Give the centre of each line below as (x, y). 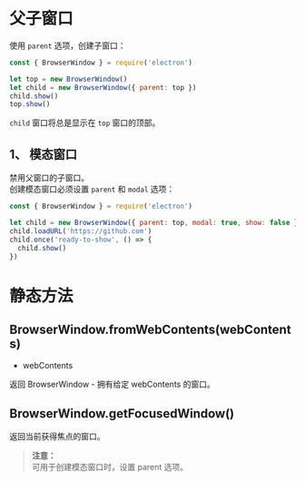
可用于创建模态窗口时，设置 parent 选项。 (110, 467)
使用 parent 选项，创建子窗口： (68, 45)
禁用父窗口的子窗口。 (49, 178)
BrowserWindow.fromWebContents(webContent (151, 329)
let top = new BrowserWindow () (69, 79)
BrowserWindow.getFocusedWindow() (122, 413)
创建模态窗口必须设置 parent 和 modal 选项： (92, 189)
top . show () (30, 104)
